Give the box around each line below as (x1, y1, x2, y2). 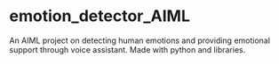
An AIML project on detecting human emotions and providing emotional (9, 35, 271, 46)
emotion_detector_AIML (9, 6, 191, 26)
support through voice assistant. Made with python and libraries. (9, 44, 246, 54)
